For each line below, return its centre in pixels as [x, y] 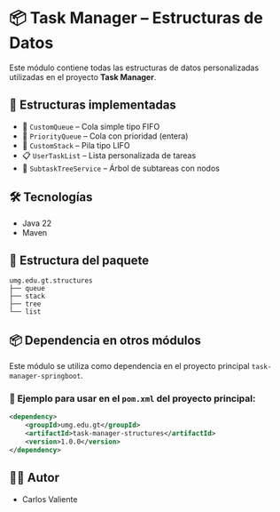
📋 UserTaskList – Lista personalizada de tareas [109, 155]
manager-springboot [45, 376]
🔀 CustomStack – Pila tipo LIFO [76, 145]
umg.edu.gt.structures [51, 281]
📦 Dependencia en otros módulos [105, 340]
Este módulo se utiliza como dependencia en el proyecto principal [129, 366]
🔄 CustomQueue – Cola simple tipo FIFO [91, 126]
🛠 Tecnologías [51, 197]
